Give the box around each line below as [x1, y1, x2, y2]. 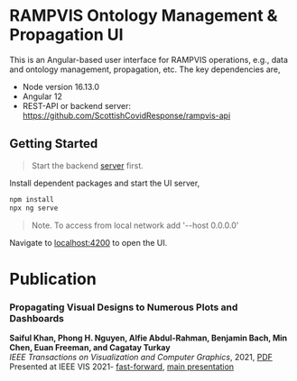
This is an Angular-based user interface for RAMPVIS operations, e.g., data [9, 54, 289, 65]
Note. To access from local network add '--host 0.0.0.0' [31, 220, 239, 231]
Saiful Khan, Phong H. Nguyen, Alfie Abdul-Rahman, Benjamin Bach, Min [9, 332, 287, 343]
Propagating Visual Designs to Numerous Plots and [9, 301, 238, 313]
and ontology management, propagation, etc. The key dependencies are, [9, 64, 281, 75]
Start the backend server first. [31, 159, 144, 171]
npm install [9, 195, 54, 204]
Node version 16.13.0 [22, 81, 100, 92]
